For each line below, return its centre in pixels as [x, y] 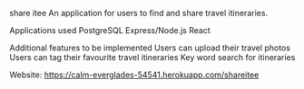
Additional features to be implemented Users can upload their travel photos [150, 48]
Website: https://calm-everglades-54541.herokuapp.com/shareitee [134, 75]
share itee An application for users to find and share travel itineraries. [139, 13]
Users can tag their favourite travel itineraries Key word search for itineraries [152, 57]
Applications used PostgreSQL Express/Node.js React [110, 30]
